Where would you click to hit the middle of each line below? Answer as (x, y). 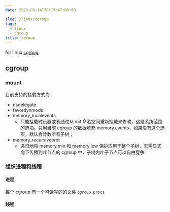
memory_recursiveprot (36, 139)
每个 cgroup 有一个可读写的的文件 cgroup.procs (55, 192)
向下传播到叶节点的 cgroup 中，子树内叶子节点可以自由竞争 (82, 152)
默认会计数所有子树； (52, 134)
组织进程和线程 (24, 166)
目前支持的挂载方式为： (30, 94)
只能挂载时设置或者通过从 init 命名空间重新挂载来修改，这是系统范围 (91, 121)
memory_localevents (34, 115)
